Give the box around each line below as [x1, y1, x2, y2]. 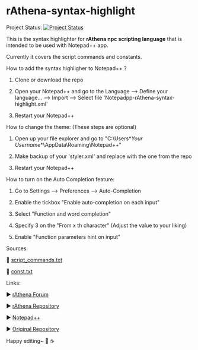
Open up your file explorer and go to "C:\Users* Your [14, 135, 143, 142]
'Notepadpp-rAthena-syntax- [103, 94, 175, 101]
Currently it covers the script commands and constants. [6, 53, 142, 60]
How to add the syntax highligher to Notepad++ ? [6, 64, 127, 72]
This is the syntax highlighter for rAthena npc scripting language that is [6, 35, 183, 42]
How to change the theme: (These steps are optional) [6, 123, 137, 130]
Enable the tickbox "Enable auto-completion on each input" [14, 198, 160, 206]
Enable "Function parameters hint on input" [14, 233, 120, 240]
